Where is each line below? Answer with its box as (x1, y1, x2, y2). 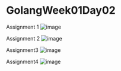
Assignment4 (6, 58, 39, 65)
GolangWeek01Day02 (6, 4, 116, 17)
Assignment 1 (6, 23, 39, 30)
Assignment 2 (6, 35, 40, 42)
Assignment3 (6, 46, 39, 54)
